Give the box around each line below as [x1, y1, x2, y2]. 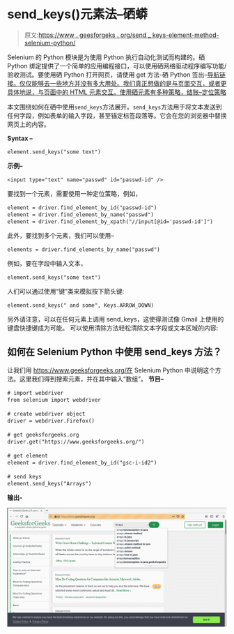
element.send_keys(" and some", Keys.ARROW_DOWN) [7, 301, 155, 309]
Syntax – [7, 134, 33, 142]
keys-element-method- [152, 31, 219, 39]
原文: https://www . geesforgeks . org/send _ [24, 31, 151, 39]
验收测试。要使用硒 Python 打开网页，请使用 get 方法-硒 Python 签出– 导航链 [7, 70, 226, 79]
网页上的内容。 [7, 120, 50, 128]
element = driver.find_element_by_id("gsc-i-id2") [7, 459, 157, 466]
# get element [7, 452, 49, 459]
